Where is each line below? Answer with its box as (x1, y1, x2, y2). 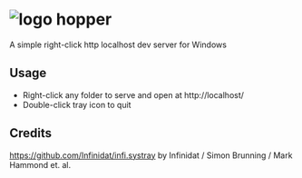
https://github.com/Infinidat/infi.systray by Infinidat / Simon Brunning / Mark (9, 150, 293, 161)
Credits (9, 125, 53, 141)
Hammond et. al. (9, 159, 71, 170)
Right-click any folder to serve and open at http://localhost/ (22, 89, 245, 100)
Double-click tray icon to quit (22, 99, 132, 110)
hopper (55, 9, 112, 30)
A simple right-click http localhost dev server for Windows (9, 39, 227, 50)
